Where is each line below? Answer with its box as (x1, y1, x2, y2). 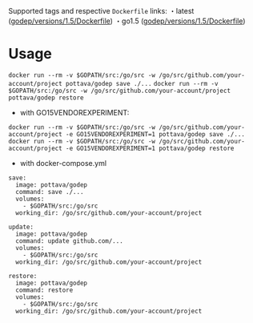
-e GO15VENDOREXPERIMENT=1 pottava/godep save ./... (65, 130, 246, 138)
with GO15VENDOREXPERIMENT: (19, 107, 130, 117)
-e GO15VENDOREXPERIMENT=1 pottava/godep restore (65, 144, 235, 152)
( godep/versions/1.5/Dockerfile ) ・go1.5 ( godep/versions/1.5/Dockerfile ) (8, 16, 246, 26)
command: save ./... (15, 188, 84, 196)
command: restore (15, 286, 74, 294)
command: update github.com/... (15, 236, 124, 245)
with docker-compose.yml (19, 158, 106, 168)
